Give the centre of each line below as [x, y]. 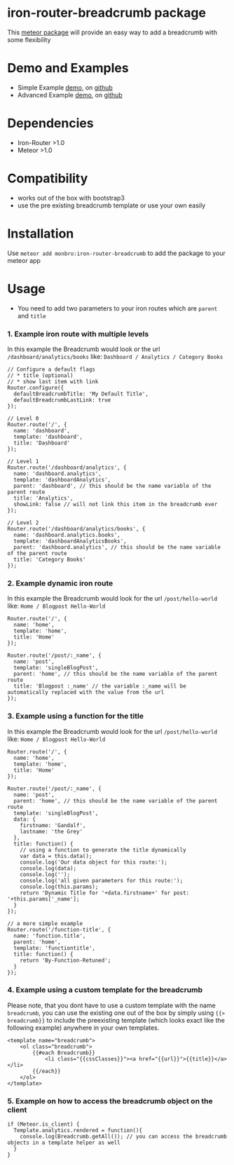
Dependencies [50, 123]
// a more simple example [45, 923]
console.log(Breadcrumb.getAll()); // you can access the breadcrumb [124, 1137]
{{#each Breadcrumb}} [64, 1053]
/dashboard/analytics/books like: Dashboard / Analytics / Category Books [115, 356]
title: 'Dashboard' [42, 443]
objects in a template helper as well [64, 1143]
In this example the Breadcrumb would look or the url [84, 349]
